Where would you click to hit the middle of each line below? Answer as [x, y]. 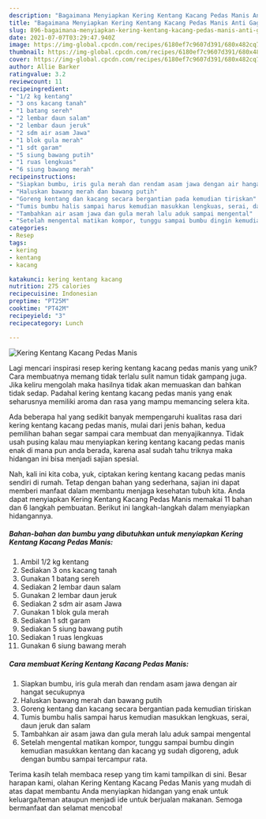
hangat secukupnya [52, 692]
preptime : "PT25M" [39, 301]
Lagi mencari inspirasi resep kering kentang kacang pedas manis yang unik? [133, 368]
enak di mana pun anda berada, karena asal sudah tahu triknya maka [121, 450]
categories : [28, 228]
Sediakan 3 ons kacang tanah [69, 570]
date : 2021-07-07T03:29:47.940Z [62, 37]
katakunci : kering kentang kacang [66, 279]
